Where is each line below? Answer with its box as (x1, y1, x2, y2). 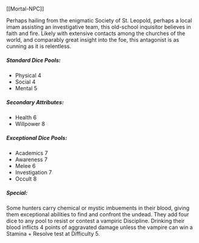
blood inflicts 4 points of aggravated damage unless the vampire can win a (6, 224, 193, 231)
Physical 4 (15, 72, 41, 79)
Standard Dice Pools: (6, 56, 61, 64)
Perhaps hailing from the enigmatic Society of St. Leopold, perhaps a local (6, 17, 192, 24)
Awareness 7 (15, 156, 48, 163)
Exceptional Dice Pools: (6, 134, 68, 141)
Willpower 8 (15, 120, 46, 127)
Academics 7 (15, 149, 49, 156)
